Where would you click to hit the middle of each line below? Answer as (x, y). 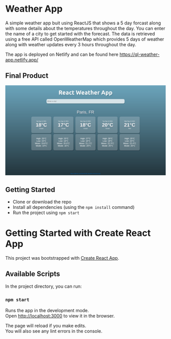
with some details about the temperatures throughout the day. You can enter (85, 28)
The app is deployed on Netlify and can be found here (62, 54)
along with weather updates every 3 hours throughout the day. (71, 44)
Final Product (27, 76)
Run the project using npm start (46, 213)
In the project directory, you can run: (44, 286)
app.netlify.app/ (22, 59)
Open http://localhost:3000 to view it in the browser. (60, 316)
